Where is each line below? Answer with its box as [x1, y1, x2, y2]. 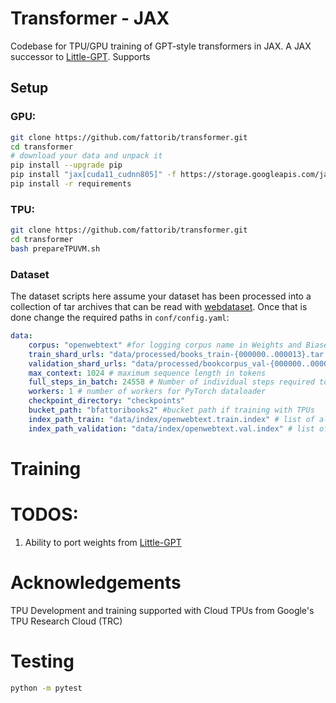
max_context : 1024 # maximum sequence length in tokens [28, 368, 267, 378]
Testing [10, 650, 75, 672]
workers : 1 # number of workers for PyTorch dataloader [28, 387, 267, 397]
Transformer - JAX [10, 7, 170, 30]
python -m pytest [10, 683, 83, 693]
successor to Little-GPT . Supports [10, 50, 151, 62]
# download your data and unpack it [10, 151, 163, 161]
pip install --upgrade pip [10, 160, 123, 171]
